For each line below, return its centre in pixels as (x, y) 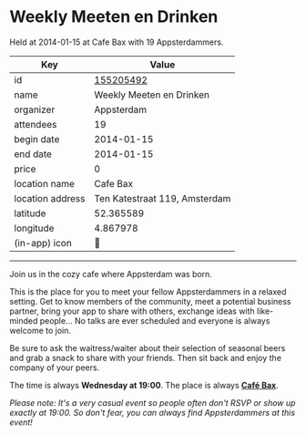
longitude (34, 228)
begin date (37, 139)
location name (44, 183)
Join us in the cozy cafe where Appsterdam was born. (111, 274)
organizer (35, 109)
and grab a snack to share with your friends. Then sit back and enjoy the (146, 357)
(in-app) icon (43, 243)
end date (33, 154)
